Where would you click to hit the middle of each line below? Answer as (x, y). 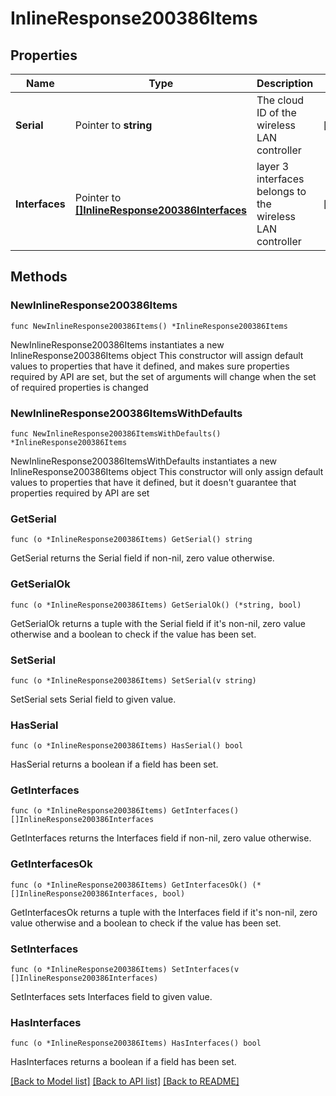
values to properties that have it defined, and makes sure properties (150, 366)
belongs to (281, 191)
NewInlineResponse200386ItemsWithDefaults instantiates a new (144, 461)
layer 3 (273, 166)
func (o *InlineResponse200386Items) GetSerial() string (131, 540)
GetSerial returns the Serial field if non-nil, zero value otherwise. (142, 558)
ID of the (276, 112)
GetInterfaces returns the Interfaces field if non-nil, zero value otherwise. (161, 838)
